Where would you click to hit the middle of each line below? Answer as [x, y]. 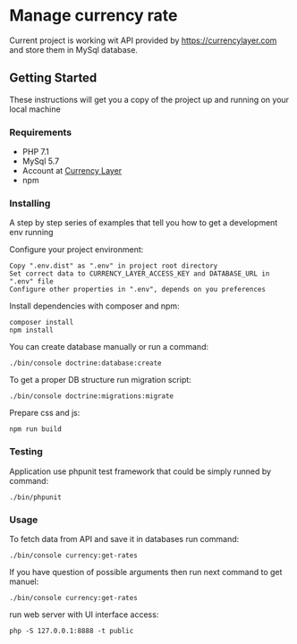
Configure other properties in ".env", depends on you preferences [138, 290]
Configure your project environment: [76, 250]
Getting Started [53, 78]
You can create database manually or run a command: [109, 347]
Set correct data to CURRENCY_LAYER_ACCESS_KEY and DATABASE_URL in [140, 274]
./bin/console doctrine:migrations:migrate [92, 396]
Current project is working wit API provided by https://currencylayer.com [143, 40]
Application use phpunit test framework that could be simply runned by [140, 471]
